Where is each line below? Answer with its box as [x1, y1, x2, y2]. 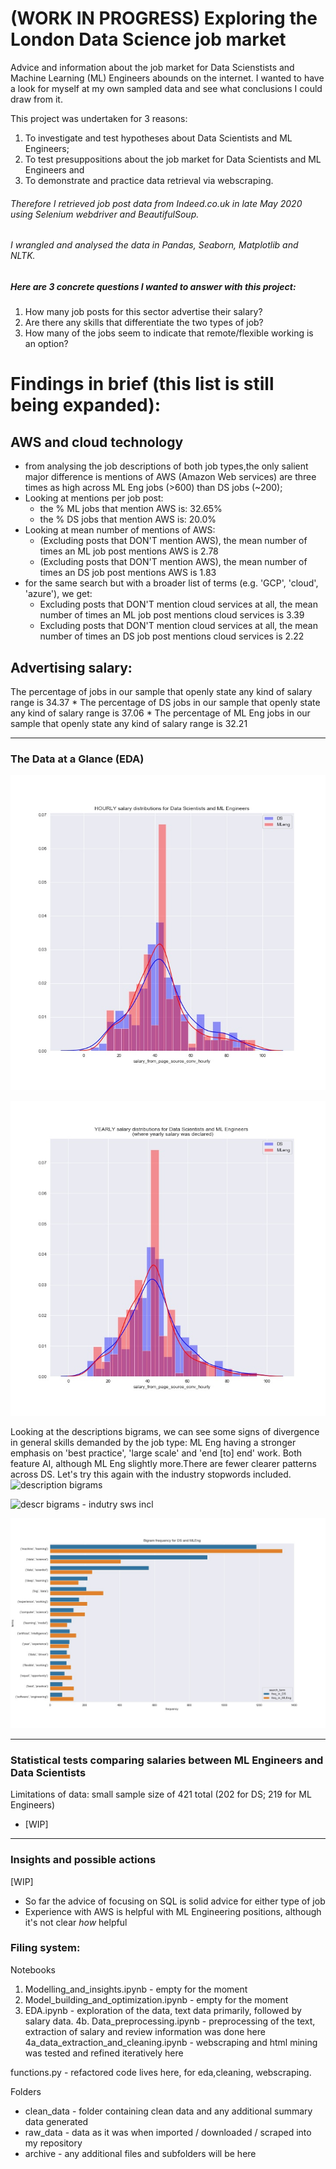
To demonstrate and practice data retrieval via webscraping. [24, 174, 274, 186]
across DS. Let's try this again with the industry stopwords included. [10, 1468, 292, 1481]
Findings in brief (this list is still [10, 373, 275, 396]
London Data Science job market [10, 28, 287, 51]
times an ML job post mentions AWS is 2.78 [39, 545, 219, 557]
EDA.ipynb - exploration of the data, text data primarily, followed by [24, 2004, 302, 2016]
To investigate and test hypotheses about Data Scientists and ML [24, 132, 293, 144]
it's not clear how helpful [24, 1916, 128, 1928]
